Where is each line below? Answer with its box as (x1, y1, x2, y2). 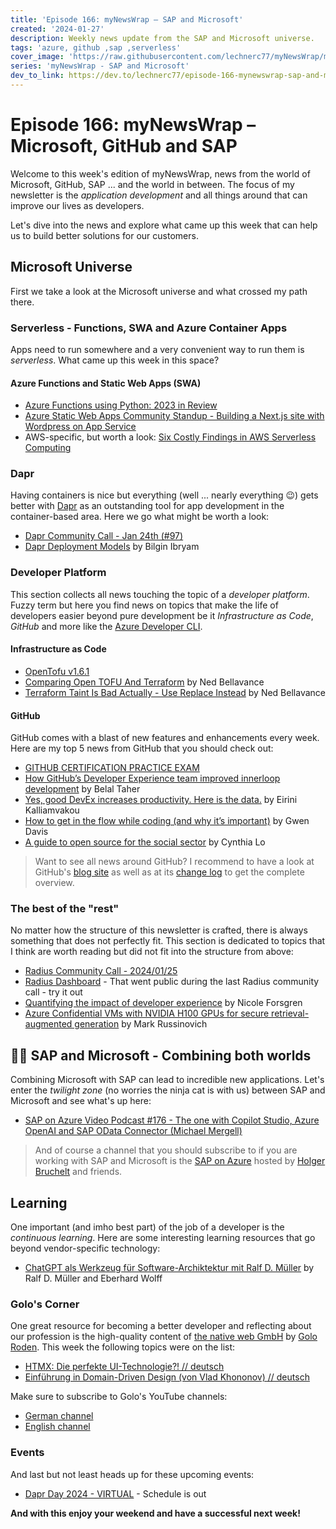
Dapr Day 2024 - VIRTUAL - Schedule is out (24, 1487, 207, 1500)
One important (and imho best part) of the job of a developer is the (10, 1221, 285, 1233)
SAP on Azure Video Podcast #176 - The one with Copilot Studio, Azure (24, 1114, 320, 1126)
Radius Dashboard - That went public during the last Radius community (24, 976, 320, 988)
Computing (24, 442, 72, 454)
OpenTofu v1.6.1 (24, 665, 90, 677)
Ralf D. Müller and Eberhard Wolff (24, 1272, 163, 1285)
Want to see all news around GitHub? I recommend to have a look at (34, 856, 315, 868)
